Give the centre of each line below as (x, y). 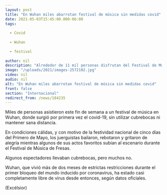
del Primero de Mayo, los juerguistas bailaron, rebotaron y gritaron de (76, 138)
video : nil (16, 75)
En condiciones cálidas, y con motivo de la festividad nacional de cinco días (83, 132)
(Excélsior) (16, 188)
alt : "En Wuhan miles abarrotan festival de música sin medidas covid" (81, 84)
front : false (19, 89)
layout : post (19, 10)
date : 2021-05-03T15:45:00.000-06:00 (44, 19)
